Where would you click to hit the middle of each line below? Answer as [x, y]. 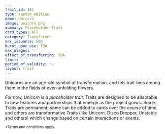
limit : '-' [16, 60]
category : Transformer [28, 37]
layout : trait [20, 69]
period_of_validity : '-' [31, 64]
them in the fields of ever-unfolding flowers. [50, 88]
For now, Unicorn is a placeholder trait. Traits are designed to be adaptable [81, 97]
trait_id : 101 [20, 10]
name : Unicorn [20, 19]
